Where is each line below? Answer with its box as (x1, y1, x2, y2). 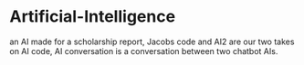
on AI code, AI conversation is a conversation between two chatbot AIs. (9, 45, 278, 56)
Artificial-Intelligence (9, 6, 176, 27)
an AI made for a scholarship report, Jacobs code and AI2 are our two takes (9, 36, 295, 47)
